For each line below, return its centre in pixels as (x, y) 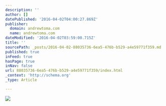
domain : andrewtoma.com (35, 29)
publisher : (17, 24)
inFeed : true (19, 57)
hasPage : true (20, 61)
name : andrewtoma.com (33, 33)
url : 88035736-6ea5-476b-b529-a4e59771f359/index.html (64, 71)
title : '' (16, 43)
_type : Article (21, 80)
